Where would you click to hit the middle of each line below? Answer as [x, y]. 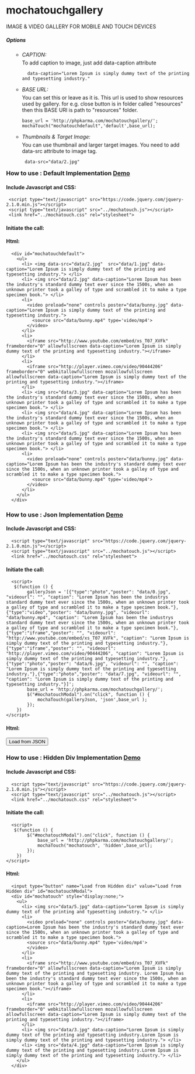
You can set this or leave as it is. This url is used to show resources [103, 97]
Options [16, 40]
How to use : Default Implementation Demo [68, 173]
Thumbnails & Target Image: [56, 137]
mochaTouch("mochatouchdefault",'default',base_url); [89, 126]
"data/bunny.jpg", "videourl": [112, 613]
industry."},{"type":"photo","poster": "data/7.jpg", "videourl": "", [94, 674]
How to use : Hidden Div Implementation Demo [74, 758]
